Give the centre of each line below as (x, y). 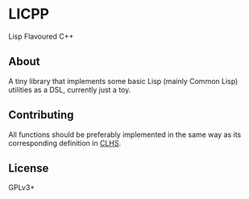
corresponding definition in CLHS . (65, 143)
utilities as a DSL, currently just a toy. (70, 89)
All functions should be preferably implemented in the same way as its (125, 135)
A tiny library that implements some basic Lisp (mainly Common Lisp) (123, 81)
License (29, 168)
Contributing (41, 115)
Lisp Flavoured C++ (41, 36)
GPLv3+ (22, 188)
